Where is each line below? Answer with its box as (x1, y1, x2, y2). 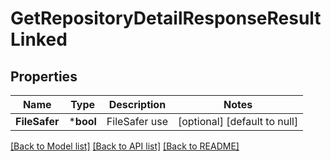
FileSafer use (106, 115, 168, 128)
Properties (10, 68, 78, 85)
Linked (10, 28, 68, 51)
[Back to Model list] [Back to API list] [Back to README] (10, 140, 240, 152)
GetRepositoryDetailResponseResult (10, 7, 322, 30)
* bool (68, 115, 97, 128)
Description (108, 98, 167, 111)
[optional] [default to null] (177, 115, 299, 128)
